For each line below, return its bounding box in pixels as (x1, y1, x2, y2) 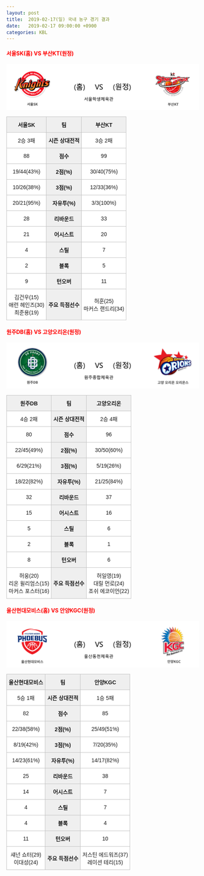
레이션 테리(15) (87, 859, 123, 866)
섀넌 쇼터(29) (10, 852, 42, 858)
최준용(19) (14, 309, 39, 316)
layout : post (6, 10, 40, 16)
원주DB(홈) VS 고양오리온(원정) (6, 328, 81, 336)
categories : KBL (6, 29, 48, 35)
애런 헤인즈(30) (9, 301, 45, 309)
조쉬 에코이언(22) (88, 587, 129, 595)
